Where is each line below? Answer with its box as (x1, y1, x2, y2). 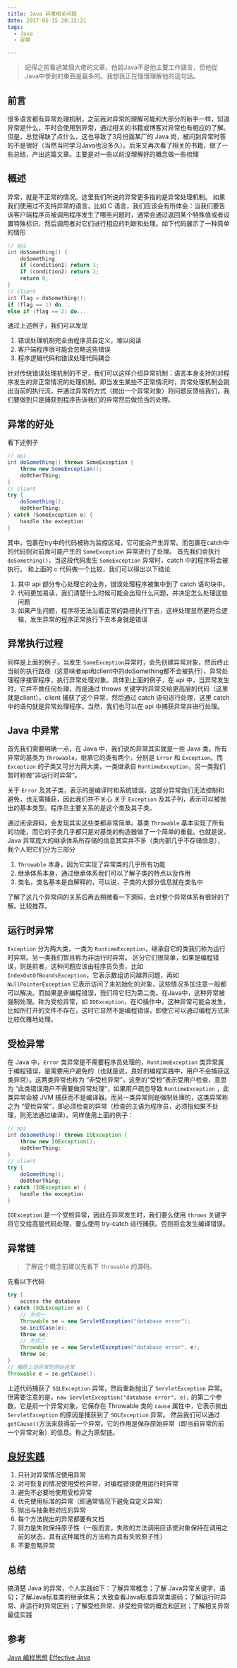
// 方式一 (20, 1311, 46, 1318)
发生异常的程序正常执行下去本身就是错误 (30, 615, 148, 624)
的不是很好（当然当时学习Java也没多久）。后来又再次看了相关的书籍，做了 (7, 141, 222, 149)
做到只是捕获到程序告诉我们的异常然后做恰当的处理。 (19, 395, 174, 404)
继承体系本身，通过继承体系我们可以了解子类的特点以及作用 (17, 869, 191, 878)
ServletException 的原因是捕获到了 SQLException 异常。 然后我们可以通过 (7, 1410, 221, 1419)
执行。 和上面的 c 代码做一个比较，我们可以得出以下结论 (7, 564, 171, 573)
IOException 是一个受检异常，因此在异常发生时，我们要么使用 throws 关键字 (7, 1210, 227, 1219)
